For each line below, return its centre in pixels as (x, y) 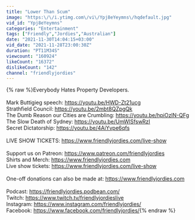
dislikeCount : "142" (32, 67)
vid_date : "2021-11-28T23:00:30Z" (49, 45)
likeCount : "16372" (30, 62)
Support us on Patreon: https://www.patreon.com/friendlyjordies (86, 154)
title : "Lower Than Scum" (38, 12)
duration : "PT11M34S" (33, 51)
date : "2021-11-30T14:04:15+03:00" (50, 39)
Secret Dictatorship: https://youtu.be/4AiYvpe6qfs (68, 128)
